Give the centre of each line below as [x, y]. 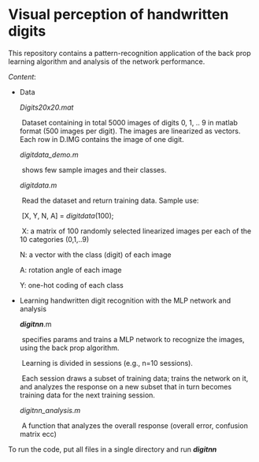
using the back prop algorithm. [69, 348]
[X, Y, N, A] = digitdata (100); [68, 215]
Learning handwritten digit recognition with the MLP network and [125, 300]
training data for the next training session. [87, 395]
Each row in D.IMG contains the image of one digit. [102, 139]
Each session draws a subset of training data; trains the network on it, [135, 378]
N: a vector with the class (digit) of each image [95, 255]
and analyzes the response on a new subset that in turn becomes [126, 386]
